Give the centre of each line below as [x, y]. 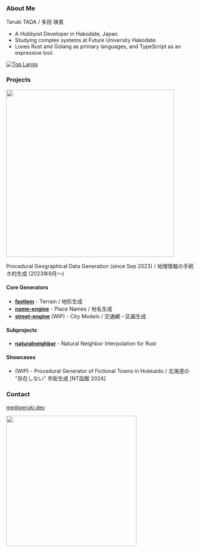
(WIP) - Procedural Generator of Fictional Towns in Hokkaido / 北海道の [102, 371]
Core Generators [27, 287]
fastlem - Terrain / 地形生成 [49, 301]
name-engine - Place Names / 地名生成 [63, 309]
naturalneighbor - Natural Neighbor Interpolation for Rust [85, 344]
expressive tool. [34, 53]
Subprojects [22, 330]
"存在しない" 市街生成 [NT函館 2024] [60, 378]
